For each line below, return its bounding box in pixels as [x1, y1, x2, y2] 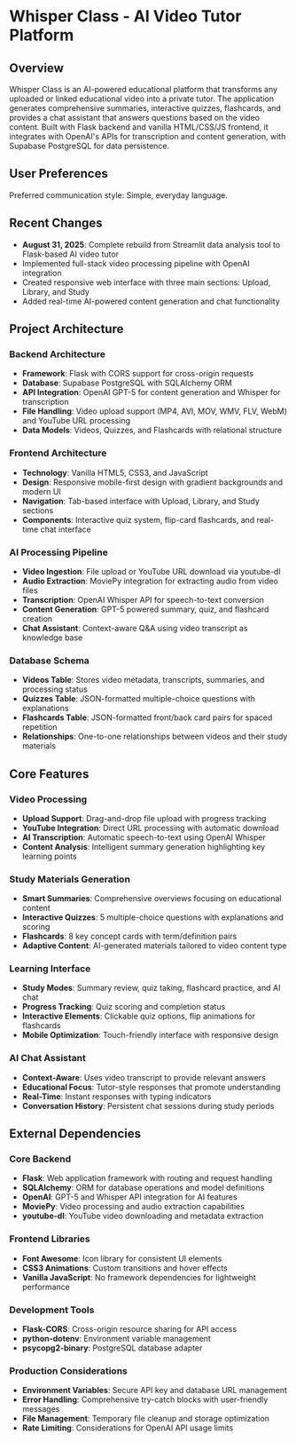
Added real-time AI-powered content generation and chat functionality [21, 296, 281, 306]
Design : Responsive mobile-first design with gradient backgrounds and [21, 477, 284, 487]
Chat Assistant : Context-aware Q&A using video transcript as [21, 622, 248, 633]
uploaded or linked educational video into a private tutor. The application [9, 93, 275, 104]
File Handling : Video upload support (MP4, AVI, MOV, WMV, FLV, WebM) [21, 406, 288, 416]
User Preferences [9, 166, 108, 181]
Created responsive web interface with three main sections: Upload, [21, 277, 271, 288]
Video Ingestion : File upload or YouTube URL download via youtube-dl [21, 566, 281, 576]
